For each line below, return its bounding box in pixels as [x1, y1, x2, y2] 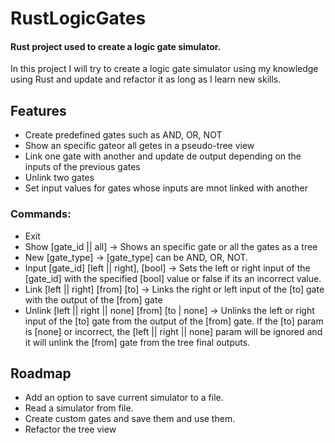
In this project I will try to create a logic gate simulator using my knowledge [10, 63, 319, 75]
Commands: [10, 207, 72, 221]
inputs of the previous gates [24, 161, 141, 173]
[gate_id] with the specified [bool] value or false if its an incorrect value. [24, 272, 322, 284]
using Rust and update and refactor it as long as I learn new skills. [10, 73, 282, 86]
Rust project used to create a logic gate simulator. [10, 40, 222, 52]
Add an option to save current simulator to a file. [24, 392, 224, 404]
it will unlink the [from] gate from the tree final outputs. [24, 336, 251, 348]
